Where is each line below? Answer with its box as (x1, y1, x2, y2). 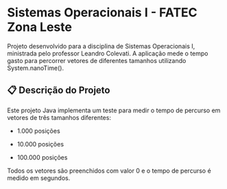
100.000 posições (16, 153, 68, 162)
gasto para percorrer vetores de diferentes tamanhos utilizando (7, 56, 187, 64)
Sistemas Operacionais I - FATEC (7, 5, 198, 21)
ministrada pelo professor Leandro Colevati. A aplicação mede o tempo (7, 49, 208, 58)
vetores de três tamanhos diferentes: (7, 113, 112, 121)
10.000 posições (16, 140, 64, 148)
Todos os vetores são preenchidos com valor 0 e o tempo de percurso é (7, 166, 211, 175)
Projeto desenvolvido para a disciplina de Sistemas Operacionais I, (7, 42, 195, 50)
